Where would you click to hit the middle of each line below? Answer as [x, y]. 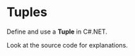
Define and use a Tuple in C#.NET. [57, 31]
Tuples [27, 12]
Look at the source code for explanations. [67, 45]
